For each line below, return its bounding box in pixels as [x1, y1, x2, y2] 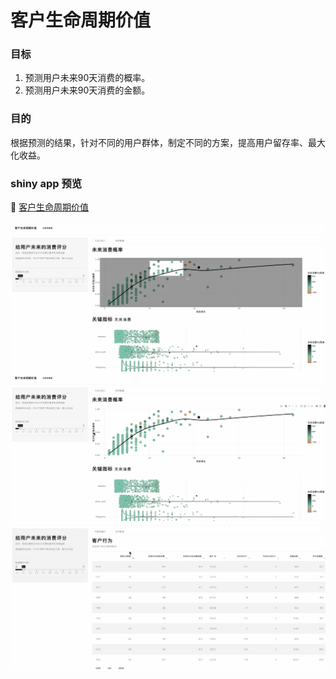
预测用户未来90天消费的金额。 [24, 84, 151, 96]
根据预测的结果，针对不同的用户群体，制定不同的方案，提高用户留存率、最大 [10, 136, 326, 148]
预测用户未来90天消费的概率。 [24, 72, 151, 84]
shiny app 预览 [10, 176, 83, 190]
